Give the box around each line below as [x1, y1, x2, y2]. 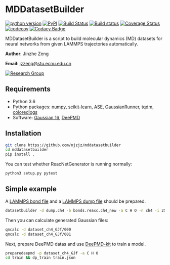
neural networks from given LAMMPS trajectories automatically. [5, 40, 138, 47]
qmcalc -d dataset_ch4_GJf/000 [5, 227, 71, 232]
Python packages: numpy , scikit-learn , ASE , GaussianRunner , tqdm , [12, 104, 154, 110]
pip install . [5, 152, 35, 157]
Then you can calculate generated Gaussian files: [5, 217, 109, 223]
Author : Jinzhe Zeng [5, 51, 49, 57]
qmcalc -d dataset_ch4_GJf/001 [5, 232, 71, 237]
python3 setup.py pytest [5, 171, 58, 176]
